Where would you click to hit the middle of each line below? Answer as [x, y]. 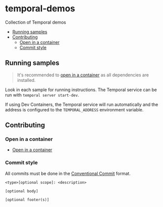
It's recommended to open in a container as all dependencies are [83, 75]
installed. [26, 80]
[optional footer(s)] [27, 200]
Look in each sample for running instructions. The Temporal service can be [81, 90]
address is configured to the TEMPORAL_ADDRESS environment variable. [74, 109]
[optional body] [22, 191]
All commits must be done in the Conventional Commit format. [68, 173]
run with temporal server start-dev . [42, 95]
